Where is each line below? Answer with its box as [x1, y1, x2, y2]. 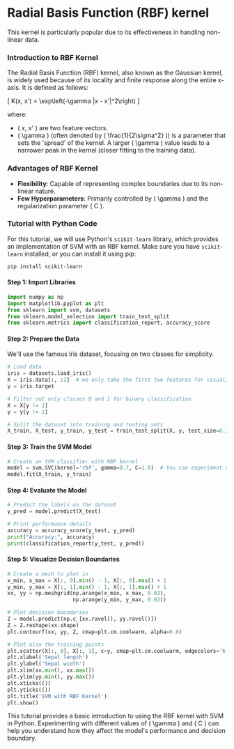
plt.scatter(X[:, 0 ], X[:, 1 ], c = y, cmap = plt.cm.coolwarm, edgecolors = [7, 647, 219, 654]
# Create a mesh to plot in [7, 570, 89, 578]
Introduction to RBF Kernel [7, 52, 99, 62]
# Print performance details [7, 520, 92, 527]
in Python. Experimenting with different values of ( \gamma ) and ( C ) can [7, 719, 219, 727]
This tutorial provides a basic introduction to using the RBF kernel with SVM [7, 712, 224, 720]
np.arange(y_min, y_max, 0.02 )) [72, 596, 167, 603]
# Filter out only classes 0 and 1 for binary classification [7, 395, 192, 402]
